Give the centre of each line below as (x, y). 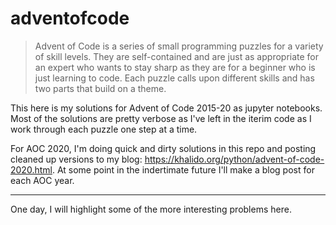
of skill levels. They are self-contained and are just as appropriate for (177, 56)
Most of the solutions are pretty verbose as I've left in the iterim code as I (161, 118)
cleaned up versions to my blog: (76, 159)
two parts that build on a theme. (100, 88)
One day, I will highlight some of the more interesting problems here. (151, 209)
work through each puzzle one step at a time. (104, 129)
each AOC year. (42, 180)
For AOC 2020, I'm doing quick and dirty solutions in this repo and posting (163, 148)
